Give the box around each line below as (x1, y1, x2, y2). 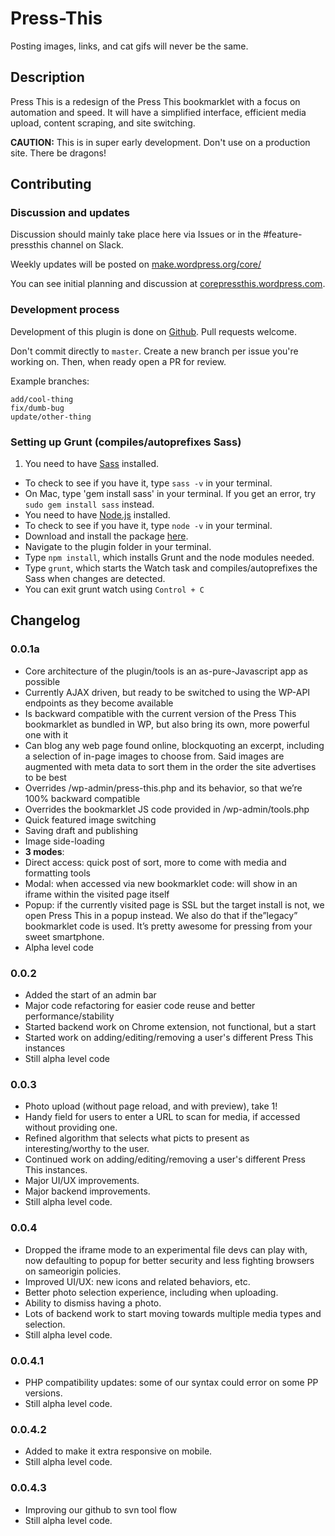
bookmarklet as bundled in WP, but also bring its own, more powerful (24, 718, 310, 730)
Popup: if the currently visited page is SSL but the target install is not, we (24, 898, 325, 911)
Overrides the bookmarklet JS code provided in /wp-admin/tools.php (24, 803, 310, 815)
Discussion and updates (10, 206, 130, 220)
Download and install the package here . (24, 530, 189, 542)
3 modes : (24, 845, 65, 857)
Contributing (10, 176, 92, 193)
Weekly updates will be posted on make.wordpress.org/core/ (10, 258, 262, 271)
